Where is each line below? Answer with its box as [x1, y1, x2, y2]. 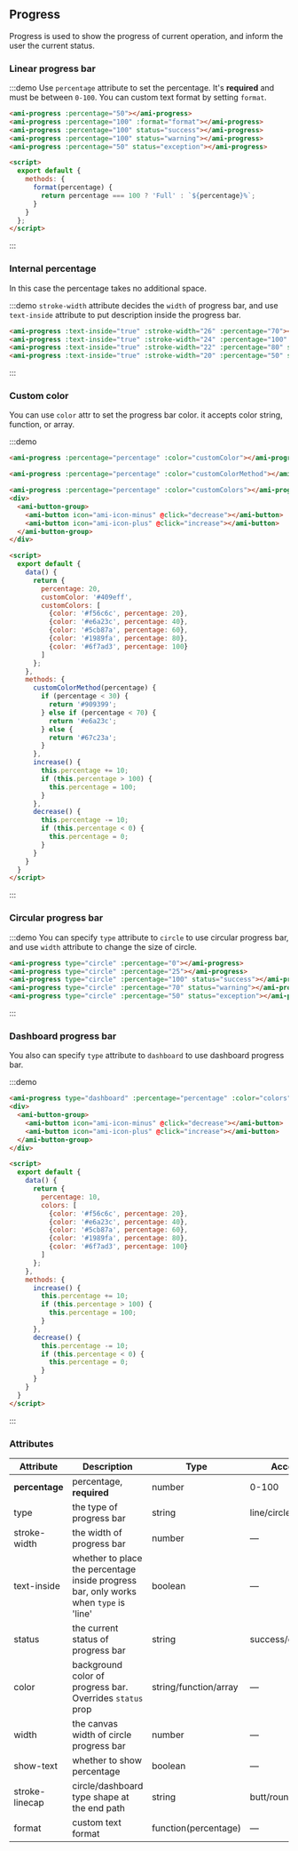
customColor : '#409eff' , [41, 593, 133, 602]
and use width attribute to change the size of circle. [9, 941, 198, 952]
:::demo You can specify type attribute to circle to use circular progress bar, [9, 932, 289, 943]
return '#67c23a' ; [48, 733, 117, 742]
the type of [72, 1501, 118, 1513]
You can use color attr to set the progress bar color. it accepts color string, [9, 410, 283, 420]
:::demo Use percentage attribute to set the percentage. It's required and [9, 83, 275, 93]
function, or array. [9, 419, 75, 430]
